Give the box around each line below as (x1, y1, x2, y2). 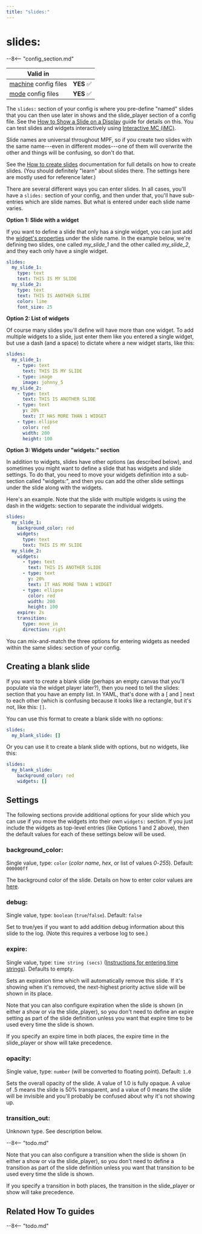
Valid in (27, 69, 50, 78)
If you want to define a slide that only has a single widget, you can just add (6, 228, 192, 235)
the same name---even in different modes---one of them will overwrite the (6, 142, 192, 150)
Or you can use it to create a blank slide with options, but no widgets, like (6, 743, 189, 751)
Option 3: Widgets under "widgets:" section (6, 446, 120, 454)
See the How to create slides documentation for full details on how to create (6, 160, 196, 168)
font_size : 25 (17, 304, 53, 310)
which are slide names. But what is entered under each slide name (25, 198, 191, 205)
